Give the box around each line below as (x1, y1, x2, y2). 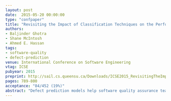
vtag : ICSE (5, 64, 28, 69)
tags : (5, 45, 17, 50)
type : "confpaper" (5, 17, 44, 22)
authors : (5, 27, 24, 32)
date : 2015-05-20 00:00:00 (5, 12, 65, 17)
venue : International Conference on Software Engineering (5, 60, 131, 65)
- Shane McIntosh (5, 36, 42, 41)
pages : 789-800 (5, 79, 38, 84)
